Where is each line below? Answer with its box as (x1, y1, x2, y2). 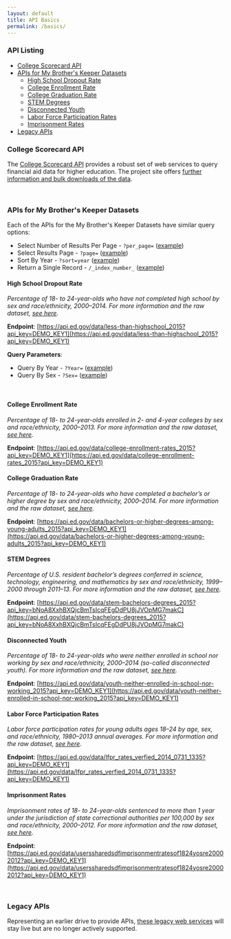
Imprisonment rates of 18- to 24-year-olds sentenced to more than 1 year (7, 806, 215, 814)
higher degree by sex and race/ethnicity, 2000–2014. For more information (7, 497, 219, 505)
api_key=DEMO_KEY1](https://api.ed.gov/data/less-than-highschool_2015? (7, 330, 219, 338)
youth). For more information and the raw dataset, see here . (7, 666, 177, 674)
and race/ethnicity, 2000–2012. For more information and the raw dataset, (7, 821, 219, 829)
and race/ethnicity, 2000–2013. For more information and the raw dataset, (7, 423, 219, 431)
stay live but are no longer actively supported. (7, 924, 137, 932)
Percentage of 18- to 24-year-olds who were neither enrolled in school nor (7, 652, 219, 660)
